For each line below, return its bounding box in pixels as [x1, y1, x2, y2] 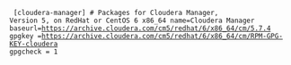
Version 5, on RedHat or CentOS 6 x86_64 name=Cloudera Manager [9, 16, 255, 25]
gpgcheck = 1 [9, 47, 58, 56]
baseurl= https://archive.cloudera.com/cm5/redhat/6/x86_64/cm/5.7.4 [9, 24, 271, 33]
